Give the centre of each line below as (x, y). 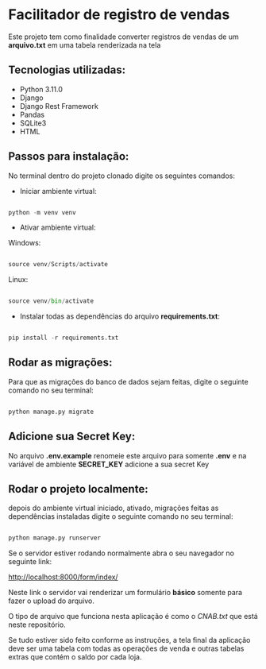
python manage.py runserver (55, 538)
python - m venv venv (42, 212)
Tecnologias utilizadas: (67, 70)
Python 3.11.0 (41, 89)
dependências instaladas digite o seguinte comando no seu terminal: (121, 516)
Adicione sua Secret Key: (72, 437)
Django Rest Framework (59, 106)
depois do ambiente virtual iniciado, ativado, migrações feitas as (114, 508)
